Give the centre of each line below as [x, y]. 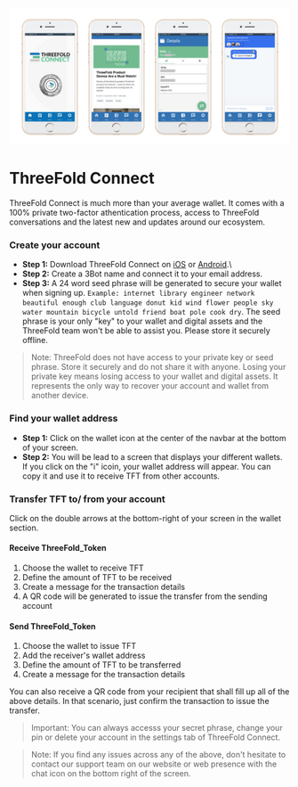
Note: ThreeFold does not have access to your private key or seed [152, 357]
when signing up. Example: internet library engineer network [138, 293]
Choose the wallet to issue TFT [79, 646]
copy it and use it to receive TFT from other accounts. [121, 476]
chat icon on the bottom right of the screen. [111, 774]
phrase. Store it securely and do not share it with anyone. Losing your [158, 367]
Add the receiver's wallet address [84, 656]
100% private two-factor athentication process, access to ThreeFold [134, 213]
